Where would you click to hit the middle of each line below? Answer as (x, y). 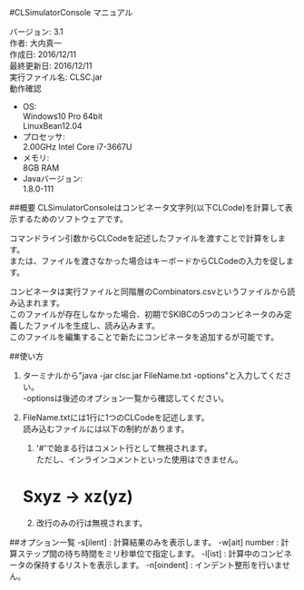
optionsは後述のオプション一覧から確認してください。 (128, 398)
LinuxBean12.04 (53, 126)
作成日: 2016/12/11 (43, 54)
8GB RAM (41, 168)
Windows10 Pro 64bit (62, 116)
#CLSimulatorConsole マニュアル (71, 12)
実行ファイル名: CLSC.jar (56, 77)
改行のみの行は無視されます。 (92, 523)
